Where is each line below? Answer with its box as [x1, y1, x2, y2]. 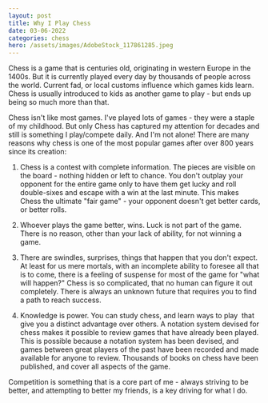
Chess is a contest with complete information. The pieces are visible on [19, 162, 256, 172]
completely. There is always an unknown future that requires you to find [19, 287, 258, 297]
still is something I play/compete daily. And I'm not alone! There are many [8, 130, 250, 140]
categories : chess [8, 34, 70, 42]
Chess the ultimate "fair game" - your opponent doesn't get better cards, [19, 197, 261, 206]
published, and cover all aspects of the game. [19, 361, 170, 372]
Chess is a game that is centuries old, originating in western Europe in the [8, 63, 251, 73]
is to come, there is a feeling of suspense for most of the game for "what [19, 269, 260, 280]
